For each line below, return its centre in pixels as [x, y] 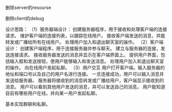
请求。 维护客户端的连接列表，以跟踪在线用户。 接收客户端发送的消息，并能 [85, 36]
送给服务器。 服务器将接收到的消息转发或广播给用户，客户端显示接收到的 [87, 80]
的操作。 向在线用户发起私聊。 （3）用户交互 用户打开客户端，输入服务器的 [85, 68]
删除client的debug [25, 18]
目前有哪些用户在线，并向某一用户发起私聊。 [53, 93]
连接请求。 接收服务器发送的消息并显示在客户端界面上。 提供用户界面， [85, 55]
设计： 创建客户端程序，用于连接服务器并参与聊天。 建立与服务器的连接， [83, 48]
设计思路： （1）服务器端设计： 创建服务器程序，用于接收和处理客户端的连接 [86, 29]
